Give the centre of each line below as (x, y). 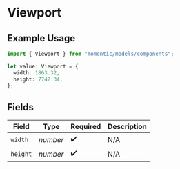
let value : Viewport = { (43, 66)
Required (86, 127)
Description (127, 127)
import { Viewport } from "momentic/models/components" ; (91, 54)
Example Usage (41, 38)
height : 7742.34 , (38, 79)
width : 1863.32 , (37, 73)
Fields (21, 107)
